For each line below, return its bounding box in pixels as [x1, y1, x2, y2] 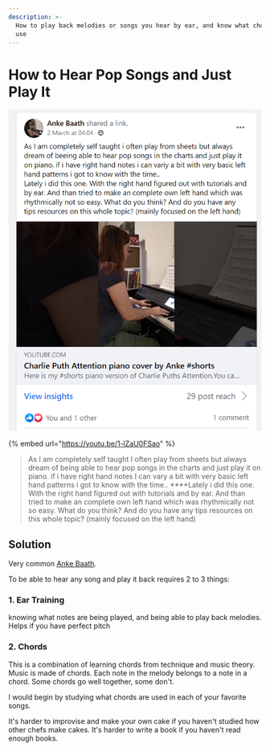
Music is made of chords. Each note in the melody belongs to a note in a [8, 667, 247, 678]
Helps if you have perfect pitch [8, 621, 111, 631]
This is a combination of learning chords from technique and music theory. [8, 659, 256, 669]
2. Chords [8, 641, 48, 652]
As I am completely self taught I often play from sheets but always [27, 455, 247, 464]
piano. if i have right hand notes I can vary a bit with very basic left [27, 471, 249, 481]
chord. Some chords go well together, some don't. [8, 676, 174, 686]
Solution [8, 537, 51, 551]
